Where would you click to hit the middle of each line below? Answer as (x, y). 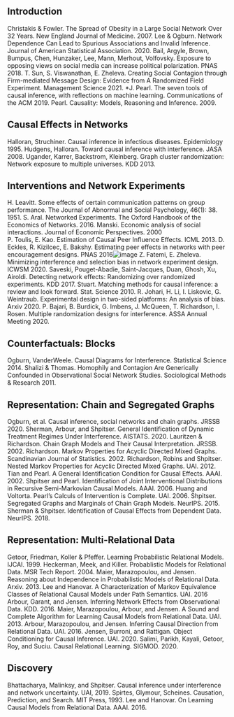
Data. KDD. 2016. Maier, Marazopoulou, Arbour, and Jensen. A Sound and (113, 609)
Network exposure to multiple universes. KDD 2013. (81, 164)
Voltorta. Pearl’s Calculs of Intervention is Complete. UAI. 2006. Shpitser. (112, 496)
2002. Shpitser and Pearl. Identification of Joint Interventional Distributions (115, 481)
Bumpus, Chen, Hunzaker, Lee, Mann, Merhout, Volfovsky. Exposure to (109, 58)
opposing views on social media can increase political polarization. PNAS (112, 65)
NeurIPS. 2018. (29, 518)
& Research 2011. (32, 383)
